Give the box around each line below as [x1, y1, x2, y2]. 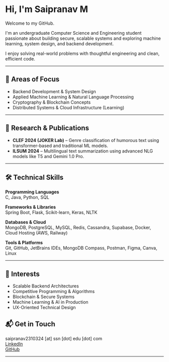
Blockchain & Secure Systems [12, 294, 74, 300]
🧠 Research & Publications [5, 124, 90, 132]
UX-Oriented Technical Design [12, 305, 76, 311]
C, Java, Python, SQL [5, 194, 49, 200]
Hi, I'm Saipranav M [5, 4, 88, 15]
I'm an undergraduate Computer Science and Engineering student [5, 30, 142, 36]
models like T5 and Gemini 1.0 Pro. [12, 153, 84, 159]
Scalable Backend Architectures [12, 283, 79, 289]
